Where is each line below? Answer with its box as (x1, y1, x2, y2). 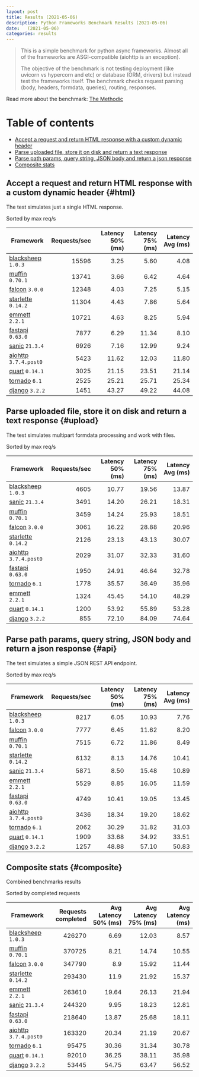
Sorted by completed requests (6, 890, 81, 897)
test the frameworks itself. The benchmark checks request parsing (20, 78, 184, 85)
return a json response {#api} (6, 644, 117, 654)
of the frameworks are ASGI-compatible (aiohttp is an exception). (20, 53, 181, 61)
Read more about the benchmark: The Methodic (6, 96, 123, 103)
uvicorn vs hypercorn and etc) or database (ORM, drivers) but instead (20, 71, 191, 78)
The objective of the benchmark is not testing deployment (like (20, 65, 174, 72)
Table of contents (6, 116, 95, 130)
